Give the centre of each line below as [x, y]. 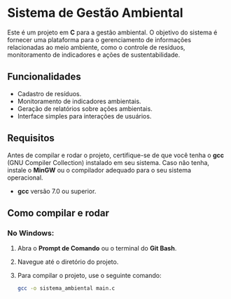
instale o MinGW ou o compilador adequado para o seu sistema [99, 170]
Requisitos [31, 138]
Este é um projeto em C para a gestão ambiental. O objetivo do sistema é [112, 32]
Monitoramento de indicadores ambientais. [79, 101]
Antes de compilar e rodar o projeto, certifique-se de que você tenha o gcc [115, 155]
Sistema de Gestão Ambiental [95, 13]
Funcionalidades [44, 77]
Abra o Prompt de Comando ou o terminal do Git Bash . [97, 248]
